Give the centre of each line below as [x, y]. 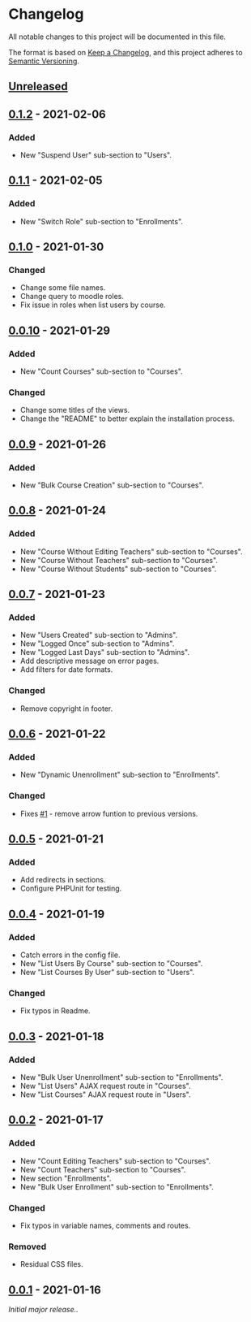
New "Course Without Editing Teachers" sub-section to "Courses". [131, 551]
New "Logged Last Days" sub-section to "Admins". [105, 652]
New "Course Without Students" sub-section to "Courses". [118, 569]
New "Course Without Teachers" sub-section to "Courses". [119, 560]
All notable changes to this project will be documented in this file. [117, 37]
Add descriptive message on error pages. [89, 661]
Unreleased [38, 87]
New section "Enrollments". [66, 1178]
